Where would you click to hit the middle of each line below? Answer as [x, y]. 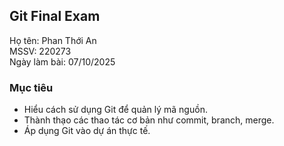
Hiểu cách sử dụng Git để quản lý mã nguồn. [115, 110]
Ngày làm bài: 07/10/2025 [62, 61]
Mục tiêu [31, 87]
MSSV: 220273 [40, 51]
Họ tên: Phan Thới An [53, 40]
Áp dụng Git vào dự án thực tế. [87, 131]
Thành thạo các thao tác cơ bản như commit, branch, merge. [149, 120]
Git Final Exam [55, 16]
